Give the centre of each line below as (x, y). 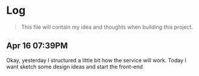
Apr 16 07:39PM (37, 46)
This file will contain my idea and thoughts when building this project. (107, 27)
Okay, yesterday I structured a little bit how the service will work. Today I (96, 60)
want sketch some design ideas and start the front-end (74, 66)
